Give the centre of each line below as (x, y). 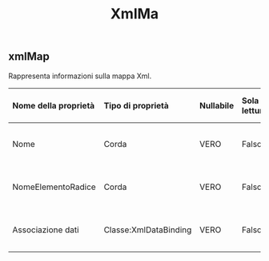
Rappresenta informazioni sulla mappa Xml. (80, 76)
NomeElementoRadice (54, 187)
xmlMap (29, 57)
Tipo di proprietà (137, 105)
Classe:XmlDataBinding (148, 230)
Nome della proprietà (54, 105)
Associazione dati (46, 230)
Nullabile (217, 105)
